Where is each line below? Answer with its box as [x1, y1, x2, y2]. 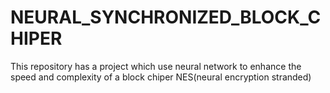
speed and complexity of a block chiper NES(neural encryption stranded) [10, 71, 312, 83]
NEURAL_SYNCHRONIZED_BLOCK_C [10, 6, 322, 29]
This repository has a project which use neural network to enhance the [10, 60, 302, 72]
